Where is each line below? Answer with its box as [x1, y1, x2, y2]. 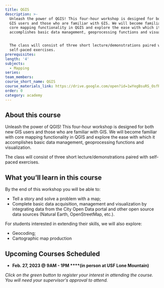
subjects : [5, 61, 25, 66]
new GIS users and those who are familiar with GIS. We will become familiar [5, 129, 157, 135]
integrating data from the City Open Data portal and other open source [12, 206, 154, 212]
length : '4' [5, 57, 29, 62]
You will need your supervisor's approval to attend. [5, 277, 108, 283]
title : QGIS [5, 7, 29, 12]
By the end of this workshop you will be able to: [5, 186, 101, 192]
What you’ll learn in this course [5, 173, 102, 182]
